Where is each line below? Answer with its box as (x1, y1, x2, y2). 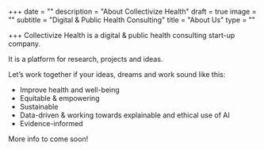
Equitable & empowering (19, 94, 101, 102)
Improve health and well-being (19, 85, 121, 94)
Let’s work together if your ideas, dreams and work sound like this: (8, 70, 226, 79)
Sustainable (19, 102, 59, 111)
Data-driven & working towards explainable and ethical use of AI (19, 110, 230, 120)
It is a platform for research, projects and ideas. (8, 55, 163, 63)
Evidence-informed (19, 119, 83, 128)
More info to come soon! (8, 134, 89, 144)
